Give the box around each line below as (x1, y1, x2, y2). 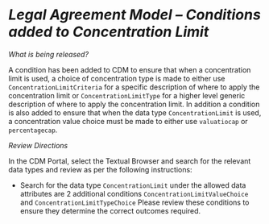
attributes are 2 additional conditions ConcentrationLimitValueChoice (19, 189, 249, 198)
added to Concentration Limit (8, 23, 209, 41)
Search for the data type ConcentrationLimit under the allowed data (19, 180, 246, 190)
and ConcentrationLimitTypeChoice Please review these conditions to (19, 197, 250, 207)
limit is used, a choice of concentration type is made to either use (8, 73, 226, 83)
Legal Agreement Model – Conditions (8, 6, 262, 24)
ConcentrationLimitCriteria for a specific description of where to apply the (8, 82, 260, 92)
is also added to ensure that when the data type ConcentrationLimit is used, (8, 107, 262, 118)
